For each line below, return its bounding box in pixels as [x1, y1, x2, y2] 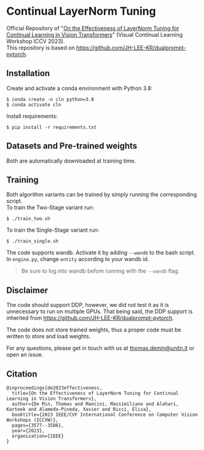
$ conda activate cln [6, 101, 62, 108]
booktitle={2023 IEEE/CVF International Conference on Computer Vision [12, 411, 199, 418]
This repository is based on [6, 44, 75, 51]
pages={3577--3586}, [12, 422, 64, 429]
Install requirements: [6, 112, 58, 120]
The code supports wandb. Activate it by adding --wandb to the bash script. [6, 249, 195, 256]
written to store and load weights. [6, 333, 91, 340]
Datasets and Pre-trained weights [6, 141, 137, 151]
